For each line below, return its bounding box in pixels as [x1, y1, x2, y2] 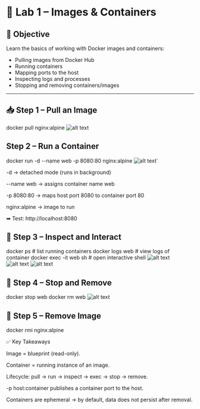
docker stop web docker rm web [6, 294, 86, 301]
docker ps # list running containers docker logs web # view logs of [6, 248, 170, 255]
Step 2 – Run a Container [6, 141, 99, 151]
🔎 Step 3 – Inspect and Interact [6, 232, 122, 242]
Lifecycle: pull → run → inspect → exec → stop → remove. [6, 373, 148, 380]
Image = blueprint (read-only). [6, 350, 80, 357]
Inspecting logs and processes [14, 76, 90, 82]
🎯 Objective [6, 29, 50, 39]
